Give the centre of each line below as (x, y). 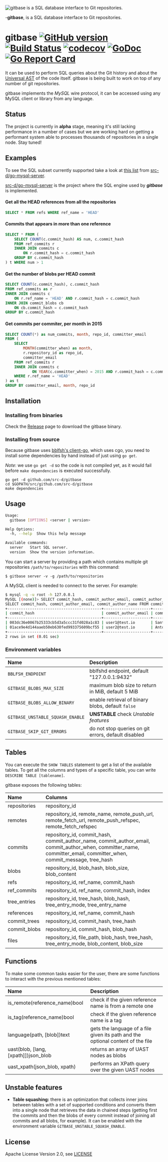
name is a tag (106, 1020)
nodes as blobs (108, 1055)
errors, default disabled (117, 735)
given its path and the (115, 1035)
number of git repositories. (32, 83)
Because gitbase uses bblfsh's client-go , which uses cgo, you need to (77, 450)
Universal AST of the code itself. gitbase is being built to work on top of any (83, 78)
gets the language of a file (121, 1028)
